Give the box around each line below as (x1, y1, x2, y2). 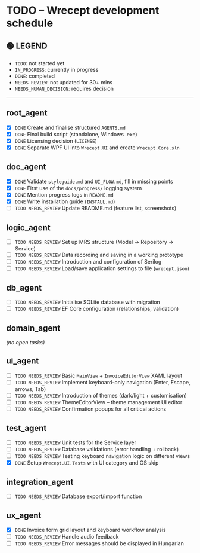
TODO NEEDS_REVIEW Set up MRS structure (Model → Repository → (14, 239, 174, 245)
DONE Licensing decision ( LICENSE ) (14, 137, 97, 144)
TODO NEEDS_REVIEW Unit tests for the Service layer (14, 439, 137, 446)
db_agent (6, 282, 42, 293)
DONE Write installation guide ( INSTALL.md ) (14, 198, 115, 205)
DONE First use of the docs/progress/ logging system (14, 184, 142, 191)
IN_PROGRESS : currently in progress (14, 66, 99, 73)
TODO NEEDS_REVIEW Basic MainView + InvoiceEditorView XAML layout (14, 372, 183, 379)
